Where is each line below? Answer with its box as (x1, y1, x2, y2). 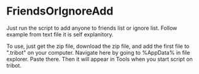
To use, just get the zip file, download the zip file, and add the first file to (6, 42, 190, 50)
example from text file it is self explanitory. (6, 30, 114, 38)
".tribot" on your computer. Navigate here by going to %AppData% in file (6, 49, 190, 56)
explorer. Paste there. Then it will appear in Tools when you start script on (6, 55, 193, 62)
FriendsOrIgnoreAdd (6, 4, 114, 18)
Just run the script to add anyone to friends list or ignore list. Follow (6, 24, 178, 32)
